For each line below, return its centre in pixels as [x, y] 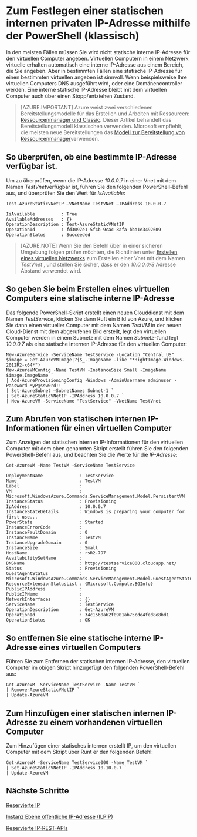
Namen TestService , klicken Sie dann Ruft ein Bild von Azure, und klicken [94, 318]
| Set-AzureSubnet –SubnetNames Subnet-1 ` [60, 391]
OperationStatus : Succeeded [48, 235]
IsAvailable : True [42, 214]
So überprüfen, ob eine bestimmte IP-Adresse [92, 157]
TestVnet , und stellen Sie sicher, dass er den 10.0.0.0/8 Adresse [98, 264]
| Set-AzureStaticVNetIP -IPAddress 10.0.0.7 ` [65, 396]
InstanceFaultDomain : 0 [47, 533]
